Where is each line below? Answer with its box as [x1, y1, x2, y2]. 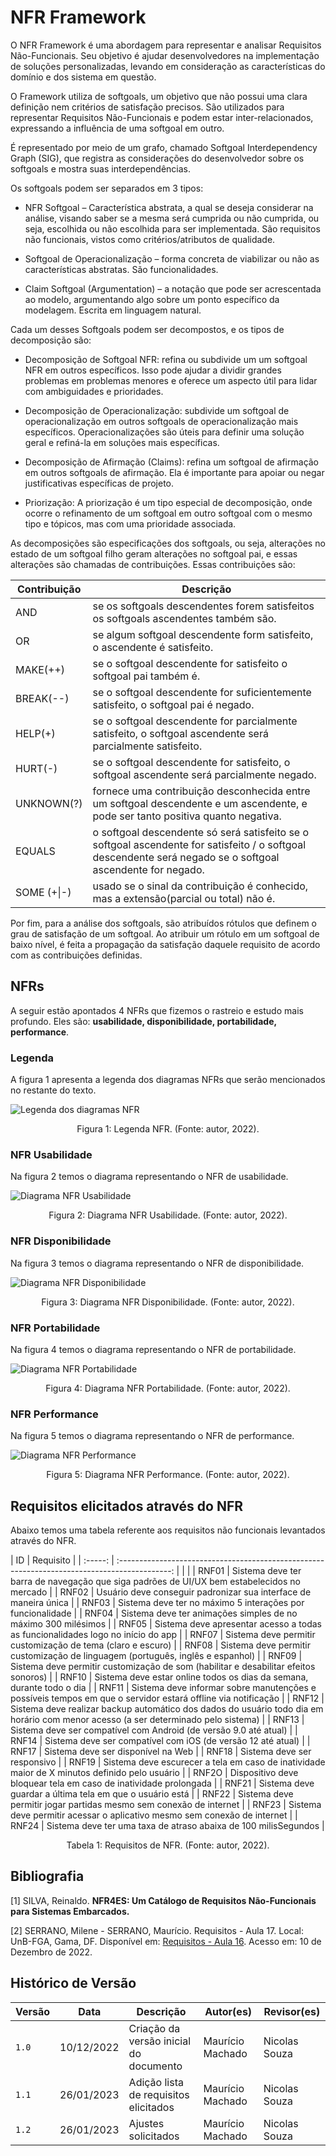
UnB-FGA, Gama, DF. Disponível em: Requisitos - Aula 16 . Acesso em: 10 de [10, 1935, 322, 1947]
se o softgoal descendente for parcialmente [92, 714, 298, 728]
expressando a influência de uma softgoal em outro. [10, 122, 225, 134]
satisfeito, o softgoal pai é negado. [92, 697, 255, 711]
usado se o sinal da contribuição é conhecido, [92, 879, 309, 893]
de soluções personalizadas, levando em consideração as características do [10, 60, 326, 72]
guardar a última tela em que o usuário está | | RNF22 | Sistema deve [10, 1788, 294, 1800]
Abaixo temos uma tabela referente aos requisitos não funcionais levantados [10, 1524, 326, 1536]
